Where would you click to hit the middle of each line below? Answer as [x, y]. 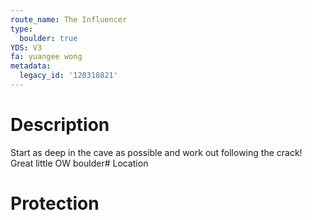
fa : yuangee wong [46, 57]
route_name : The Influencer [69, 19]
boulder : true [48, 38]
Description [60, 125]
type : [21, 29]
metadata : [31, 66]
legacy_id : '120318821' [68, 76]
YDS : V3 [26, 47]
